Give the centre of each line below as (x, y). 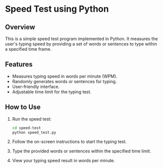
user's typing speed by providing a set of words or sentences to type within (81, 44)
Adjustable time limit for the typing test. (52, 92)
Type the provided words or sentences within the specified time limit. (81, 151)
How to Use (23, 107)
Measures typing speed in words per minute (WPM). (65, 76)
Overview (20, 27)
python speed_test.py (34, 132)
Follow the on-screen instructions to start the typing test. (69, 142)
